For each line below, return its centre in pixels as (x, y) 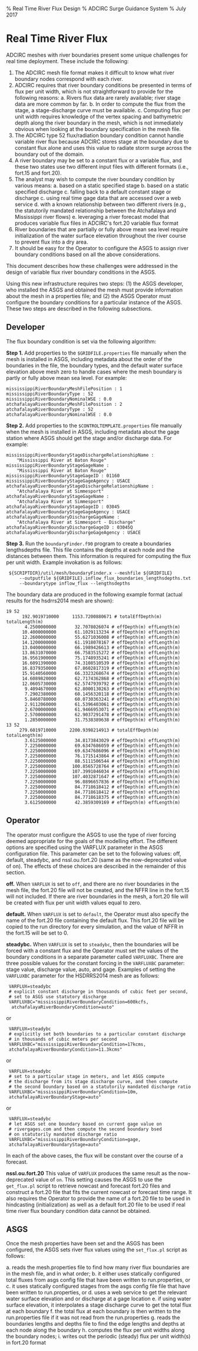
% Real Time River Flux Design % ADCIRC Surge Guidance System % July (96, 9)
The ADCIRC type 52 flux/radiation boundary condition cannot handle (99, 135)
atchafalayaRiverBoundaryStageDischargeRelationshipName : (80, 486)
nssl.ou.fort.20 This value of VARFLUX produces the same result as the (91, 1173)
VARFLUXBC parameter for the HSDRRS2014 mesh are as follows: (83, 975)
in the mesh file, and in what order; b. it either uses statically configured (93, 1274)
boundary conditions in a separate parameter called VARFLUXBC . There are (95, 957)
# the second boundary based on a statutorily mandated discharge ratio (100, 1087)
